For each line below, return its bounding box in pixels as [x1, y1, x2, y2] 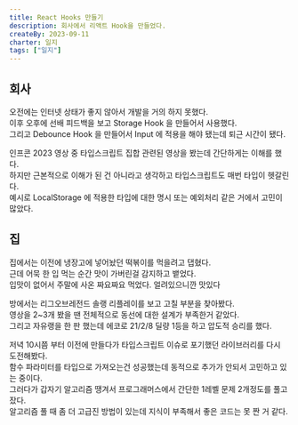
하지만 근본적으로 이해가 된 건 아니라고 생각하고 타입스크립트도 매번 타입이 [9, 170, 266, 180]
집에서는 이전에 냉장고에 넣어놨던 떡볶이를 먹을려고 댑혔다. [9, 257, 212, 268]
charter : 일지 [9, 37, 58, 47]
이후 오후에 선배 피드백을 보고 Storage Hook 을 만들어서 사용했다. [9, 117, 238, 128]
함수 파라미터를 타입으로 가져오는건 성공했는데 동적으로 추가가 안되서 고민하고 [9, 361, 278, 372]
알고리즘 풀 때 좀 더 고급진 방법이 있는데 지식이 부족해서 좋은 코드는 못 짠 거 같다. [9, 405, 289, 416]
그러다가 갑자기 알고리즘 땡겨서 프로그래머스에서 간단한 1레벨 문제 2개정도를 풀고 [9, 383, 288, 394]
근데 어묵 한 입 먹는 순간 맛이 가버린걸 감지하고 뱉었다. [9, 268, 197, 278]
